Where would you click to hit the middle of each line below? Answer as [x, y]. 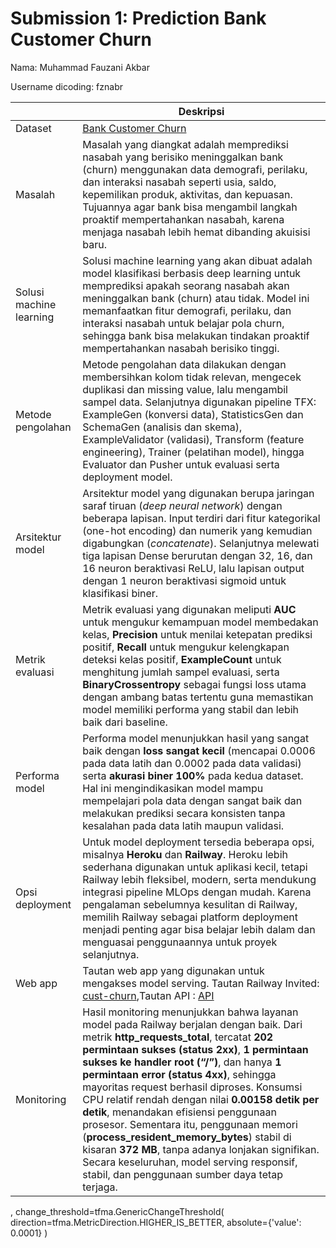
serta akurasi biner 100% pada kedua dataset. [193, 775]
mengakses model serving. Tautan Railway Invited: [201, 983]
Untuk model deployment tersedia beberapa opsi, [198, 842]
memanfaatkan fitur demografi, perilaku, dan [187, 310]
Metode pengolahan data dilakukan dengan [184, 364]
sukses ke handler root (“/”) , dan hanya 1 [182, 1062]
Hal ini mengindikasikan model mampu [173, 788]
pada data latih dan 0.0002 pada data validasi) [192, 763]
